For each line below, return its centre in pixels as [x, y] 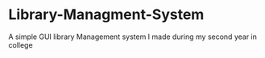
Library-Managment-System [106, 15]
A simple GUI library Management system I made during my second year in [133, 37]
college [21, 44]
